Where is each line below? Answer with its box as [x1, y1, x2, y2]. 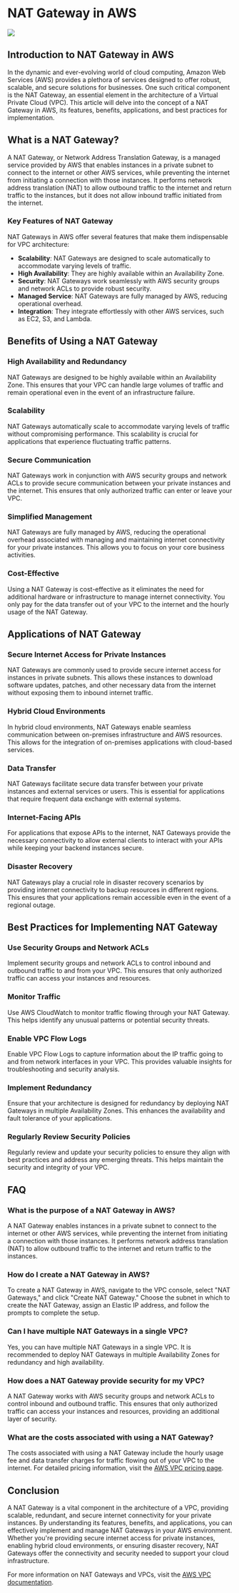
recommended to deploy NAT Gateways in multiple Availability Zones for [7, 1350, 220, 1359]
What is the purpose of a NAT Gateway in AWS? [7, 1205, 176, 1215]
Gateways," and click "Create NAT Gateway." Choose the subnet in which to [7, 1293, 230, 1302]
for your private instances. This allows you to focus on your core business [7, 543, 225, 552]
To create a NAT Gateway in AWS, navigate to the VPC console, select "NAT [7, 1286, 230, 1295]
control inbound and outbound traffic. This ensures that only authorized [7, 1400, 218, 1408]
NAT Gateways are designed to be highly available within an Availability [7, 373, 217, 381]
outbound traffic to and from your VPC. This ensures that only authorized [7, 966, 223, 975]
